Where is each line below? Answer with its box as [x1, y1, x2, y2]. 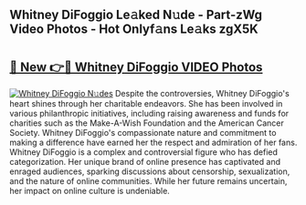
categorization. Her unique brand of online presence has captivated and [9, 157, 281, 167]
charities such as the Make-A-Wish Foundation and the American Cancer [9, 118, 285, 128]
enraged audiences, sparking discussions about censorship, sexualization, [9, 166, 290, 177]
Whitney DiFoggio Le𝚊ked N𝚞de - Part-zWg [9, 7, 263, 23]
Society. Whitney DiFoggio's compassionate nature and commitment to [9, 128, 277, 138]
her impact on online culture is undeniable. [9, 186, 171, 196]
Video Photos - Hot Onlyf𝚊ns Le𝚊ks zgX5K [9, 22, 259, 37]
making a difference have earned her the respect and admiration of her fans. [9, 137, 298, 148]
